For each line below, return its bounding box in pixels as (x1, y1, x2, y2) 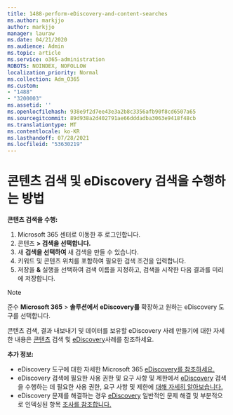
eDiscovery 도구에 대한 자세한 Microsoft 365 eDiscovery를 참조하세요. (17, 365, 215, 374)
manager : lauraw (7, 29, 55, 37)
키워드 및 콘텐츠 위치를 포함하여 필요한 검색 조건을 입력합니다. (17, 257, 187, 265)
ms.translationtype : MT (7, 121, 77, 129)
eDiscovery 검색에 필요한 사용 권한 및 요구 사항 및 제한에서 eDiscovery (17, 374, 214, 383)
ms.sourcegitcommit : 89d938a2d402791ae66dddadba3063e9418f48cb (7, 114, 197, 121)
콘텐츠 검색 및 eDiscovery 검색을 (7, 173, 189, 190)
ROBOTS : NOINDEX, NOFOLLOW (7, 62, 86, 70)
